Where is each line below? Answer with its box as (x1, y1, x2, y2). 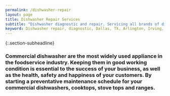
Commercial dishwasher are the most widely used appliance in (5, 53, 163, 60)
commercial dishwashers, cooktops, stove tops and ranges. (5, 84, 155, 91)
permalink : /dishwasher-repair (5, 7, 71, 13)
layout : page (5, 12, 33, 17)
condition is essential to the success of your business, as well (5, 65, 160, 72)
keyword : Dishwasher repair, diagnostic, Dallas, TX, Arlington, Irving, (5, 26, 164, 31)
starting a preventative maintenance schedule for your (5, 78, 143, 85)
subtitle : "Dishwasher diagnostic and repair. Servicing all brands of (5, 21, 159, 27)
